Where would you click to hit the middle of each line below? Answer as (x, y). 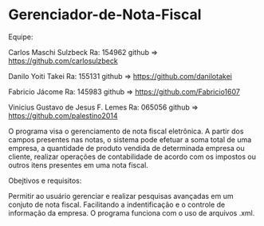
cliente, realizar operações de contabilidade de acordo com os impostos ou (132, 157)
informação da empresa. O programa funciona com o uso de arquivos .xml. (132, 212)
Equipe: (21, 37)
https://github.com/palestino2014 (63, 115)
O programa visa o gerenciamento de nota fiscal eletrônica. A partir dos (126, 131)
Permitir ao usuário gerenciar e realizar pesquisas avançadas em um (121, 196)
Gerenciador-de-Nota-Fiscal (105, 15)
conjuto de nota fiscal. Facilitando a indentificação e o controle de (117, 204)
